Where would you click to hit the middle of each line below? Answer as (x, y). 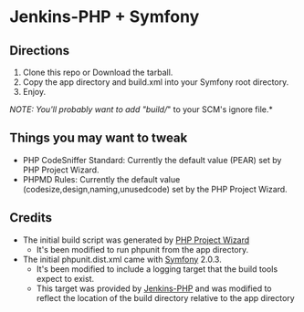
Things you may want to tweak (99, 138)
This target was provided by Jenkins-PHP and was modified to (154, 288)
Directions (40, 51)
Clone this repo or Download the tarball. (98, 72)
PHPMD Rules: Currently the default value (101, 179)
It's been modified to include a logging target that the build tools (157, 269)
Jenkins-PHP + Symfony (105, 17)
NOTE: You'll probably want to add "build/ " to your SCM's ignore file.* (142, 109)
